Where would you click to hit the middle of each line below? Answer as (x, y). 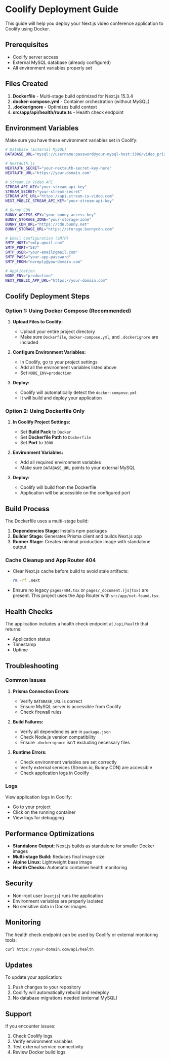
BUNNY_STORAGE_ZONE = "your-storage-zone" (49, 219)
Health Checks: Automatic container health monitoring (70, 867)
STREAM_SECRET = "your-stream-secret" (44, 191)
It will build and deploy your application (61, 398)
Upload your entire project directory (57, 332)
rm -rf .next (26, 581)
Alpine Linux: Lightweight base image (52, 862)
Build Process (27, 509)
